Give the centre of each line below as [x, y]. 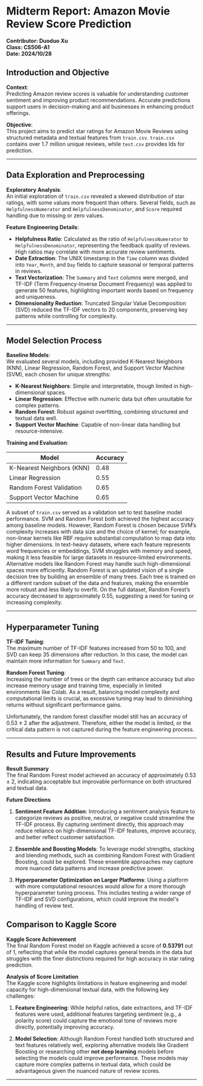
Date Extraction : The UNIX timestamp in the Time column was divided [102, 258]
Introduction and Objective [58, 73]
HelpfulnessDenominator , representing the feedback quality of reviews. [103, 245]
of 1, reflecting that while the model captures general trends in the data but [99, 952]
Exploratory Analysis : [34, 189]
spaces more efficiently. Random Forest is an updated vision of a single [95, 571]
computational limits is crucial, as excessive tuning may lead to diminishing [99, 698]
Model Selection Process [54, 340]
